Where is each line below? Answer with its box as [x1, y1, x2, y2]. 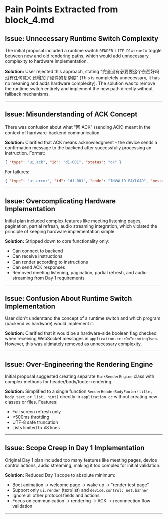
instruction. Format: [5, 150, 46, 156]
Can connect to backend [12, 248, 63, 254]
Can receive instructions [12, 253, 63, 259]
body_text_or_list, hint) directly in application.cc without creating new [5, 394, 158, 399]
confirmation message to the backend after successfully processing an [5, 144, 152, 151]
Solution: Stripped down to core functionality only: [5, 238, 110, 244]
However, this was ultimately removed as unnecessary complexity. [5, 341, 142, 347]
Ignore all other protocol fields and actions [12, 492, 100, 498]
